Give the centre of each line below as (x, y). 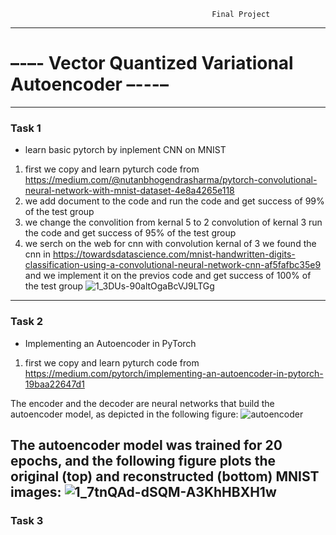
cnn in (37, 254)
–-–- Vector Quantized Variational (152, 63)
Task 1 (26, 128)
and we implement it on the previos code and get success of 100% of (168, 276)
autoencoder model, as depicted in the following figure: (124, 414)
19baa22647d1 (54, 384)
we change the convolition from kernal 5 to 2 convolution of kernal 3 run (173, 222)
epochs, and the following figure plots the (143, 460)
